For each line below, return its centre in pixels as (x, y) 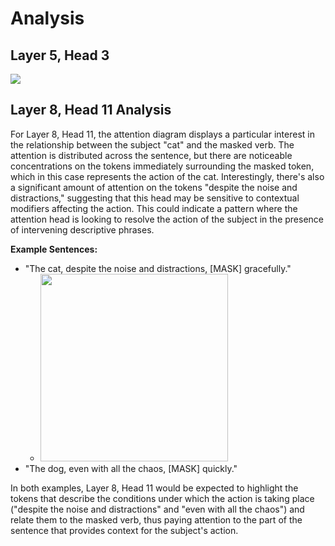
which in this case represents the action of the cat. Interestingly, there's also (167, 176)
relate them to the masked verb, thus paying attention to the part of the (156, 519)
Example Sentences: (54, 249)
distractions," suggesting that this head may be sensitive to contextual (155, 198)
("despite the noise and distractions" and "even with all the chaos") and (157, 509)
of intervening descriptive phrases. (82, 229)
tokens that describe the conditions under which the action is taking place (162, 498)
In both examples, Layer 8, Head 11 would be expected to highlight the (154, 488)
